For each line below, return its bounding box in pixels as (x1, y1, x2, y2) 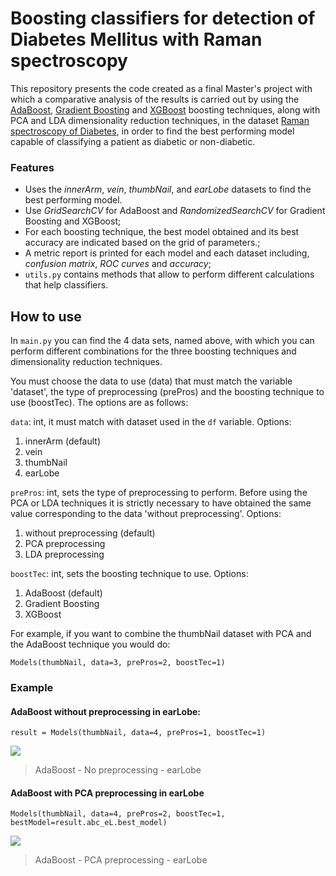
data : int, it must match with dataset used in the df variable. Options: (10, 416, 292, 428)
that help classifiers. (24, 279, 109, 291)
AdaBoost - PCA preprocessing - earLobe (34, 854, 208, 866)
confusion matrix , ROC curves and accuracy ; (24, 258, 212, 270)
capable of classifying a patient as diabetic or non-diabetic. (10, 135, 256, 147)
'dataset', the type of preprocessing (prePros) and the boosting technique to (10, 386, 325, 398)
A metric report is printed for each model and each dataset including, (24, 247, 310, 259)
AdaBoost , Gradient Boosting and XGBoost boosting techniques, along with (10, 103, 321, 116)
